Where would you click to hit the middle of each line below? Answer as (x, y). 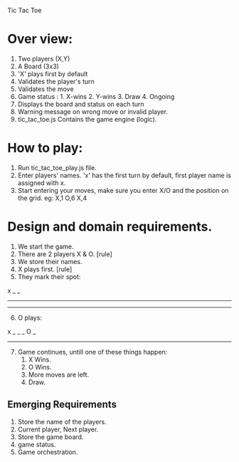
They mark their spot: (49, 276)
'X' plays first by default (53, 73)
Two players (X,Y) (44, 58)
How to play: (45, 148)
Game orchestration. (48, 452)
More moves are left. (59, 374)
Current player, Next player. (58, 429)
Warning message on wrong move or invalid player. (93, 111)
